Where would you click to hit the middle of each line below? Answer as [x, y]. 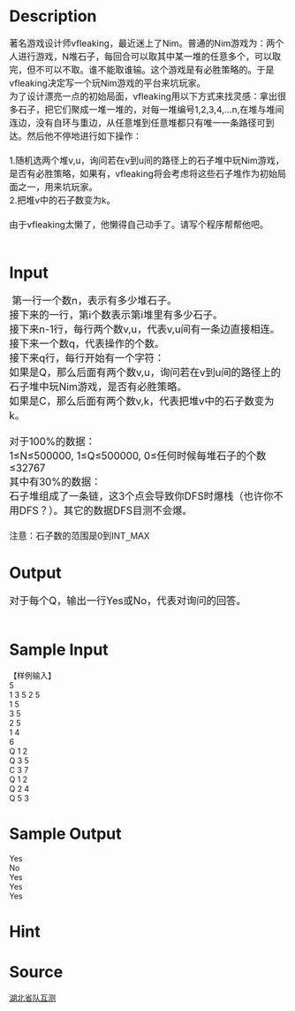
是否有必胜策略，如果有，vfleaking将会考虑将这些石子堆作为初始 [144, 173]
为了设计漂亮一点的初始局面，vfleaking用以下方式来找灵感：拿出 [144, 96]
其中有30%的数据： [55, 482]
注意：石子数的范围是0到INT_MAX [79, 536]
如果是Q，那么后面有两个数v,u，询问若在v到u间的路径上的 [145, 372]
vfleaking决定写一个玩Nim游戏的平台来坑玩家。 [107, 83]
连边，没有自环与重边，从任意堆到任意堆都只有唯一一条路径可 [138, 123]
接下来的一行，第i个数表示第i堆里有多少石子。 [116, 314]
